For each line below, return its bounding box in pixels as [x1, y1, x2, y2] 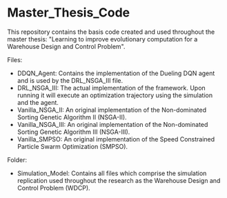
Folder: [7, 155, 28, 164]
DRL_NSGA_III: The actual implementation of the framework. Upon [17, 83, 206, 92]
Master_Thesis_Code [7, 5, 130, 21]
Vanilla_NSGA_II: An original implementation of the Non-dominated [17, 106, 207, 114]
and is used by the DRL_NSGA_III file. [17, 76, 123, 84]
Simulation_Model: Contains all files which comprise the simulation [17, 169, 207, 177]
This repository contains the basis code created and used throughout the [7, 28, 215, 36]
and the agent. [17, 98, 59, 106]
